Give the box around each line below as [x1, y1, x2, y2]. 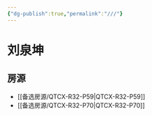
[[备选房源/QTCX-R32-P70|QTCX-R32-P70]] [17, 101, 145, 109]
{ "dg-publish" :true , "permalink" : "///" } [7, 10, 123, 17]
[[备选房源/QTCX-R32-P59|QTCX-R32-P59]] [17, 92, 146, 101]
